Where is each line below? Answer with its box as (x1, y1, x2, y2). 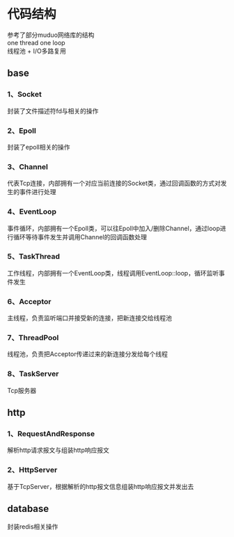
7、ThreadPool (7, 333, 59, 343)
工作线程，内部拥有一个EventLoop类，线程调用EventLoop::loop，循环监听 (7, 268, 219, 277)
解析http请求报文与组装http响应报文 (7, 446, 110, 454)
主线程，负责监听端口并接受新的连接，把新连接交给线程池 (7, 314, 172, 322)
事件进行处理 (19, 188, 56, 196)
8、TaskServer (7, 369, 59, 379)
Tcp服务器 (7, 386, 37, 394)
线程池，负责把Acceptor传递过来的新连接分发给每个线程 (7, 350, 169, 358)
